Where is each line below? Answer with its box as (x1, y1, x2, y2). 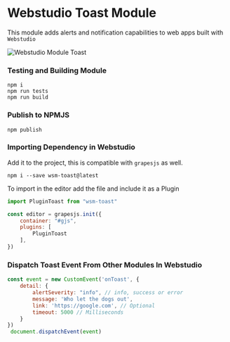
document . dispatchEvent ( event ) (10, 329, 102, 336)
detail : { (20, 283, 49, 290)
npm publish (7, 126, 42, 133)
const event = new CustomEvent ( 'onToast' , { (7, 276, 140, 283)
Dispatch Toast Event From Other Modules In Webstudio (7, 260, 202, 270)
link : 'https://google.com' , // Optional (32, 302, 156, 309)
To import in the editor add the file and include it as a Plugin (7, 184, 180, 193)
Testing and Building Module (7, 65, 107, 75)
